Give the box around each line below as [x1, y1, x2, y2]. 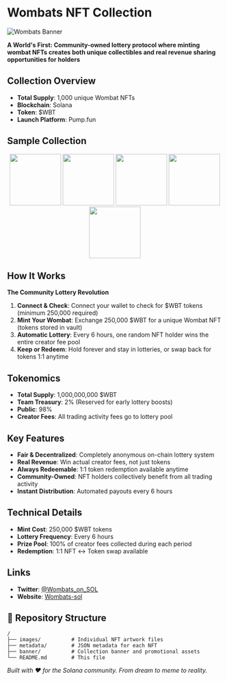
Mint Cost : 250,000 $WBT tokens [16, 525, 113, 533]
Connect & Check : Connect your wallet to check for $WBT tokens [16, 302, 203, 310]
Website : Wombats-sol [16, 592, 83, 601]
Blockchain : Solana [16, 101, 72, 109]
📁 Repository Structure [7, 612, 107, 624]
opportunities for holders [7, 55, 81, 63]
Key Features [7, 432, 65, 444]
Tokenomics [7, 372, 61, 384]
